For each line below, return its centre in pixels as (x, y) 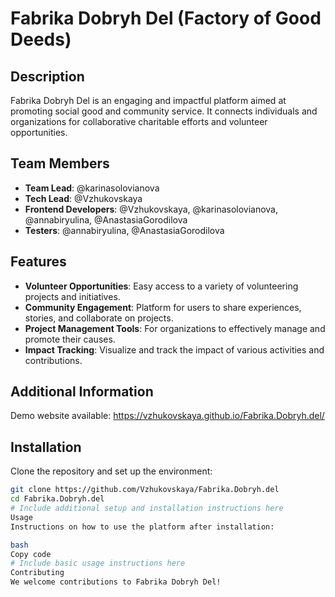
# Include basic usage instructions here (98, 563)
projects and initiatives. (72, 296)
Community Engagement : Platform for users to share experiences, (163, 307)
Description (47, 76)
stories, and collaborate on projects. (99, 318)
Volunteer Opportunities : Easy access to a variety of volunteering (161, 286)
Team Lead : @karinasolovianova (92, 188)
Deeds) (41, 39)
